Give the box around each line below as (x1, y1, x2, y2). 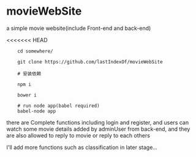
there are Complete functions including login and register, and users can (6, 119, 189, 126)
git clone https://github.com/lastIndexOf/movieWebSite (17, 59, 164, 65)
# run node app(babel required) (17, 103, 100, 109)
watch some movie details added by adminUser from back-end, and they (6, 125, 190, 133)
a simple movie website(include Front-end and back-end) (6, 24, 151, 32)
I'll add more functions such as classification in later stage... (6, 144, 158, 151)
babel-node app (17, 108, 56, 114)
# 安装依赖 (17, 70, 42, 77)
